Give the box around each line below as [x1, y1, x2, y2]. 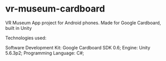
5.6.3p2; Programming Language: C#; [5, 50, 85, 56]
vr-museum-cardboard [5, 3, 105, 15]
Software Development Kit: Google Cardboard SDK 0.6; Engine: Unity [5, 44, 151, 50]
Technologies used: [5, 35, 47, 41]
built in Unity [5, 25, 32, 31]
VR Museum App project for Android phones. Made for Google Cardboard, [5, 20, 161, 26]
